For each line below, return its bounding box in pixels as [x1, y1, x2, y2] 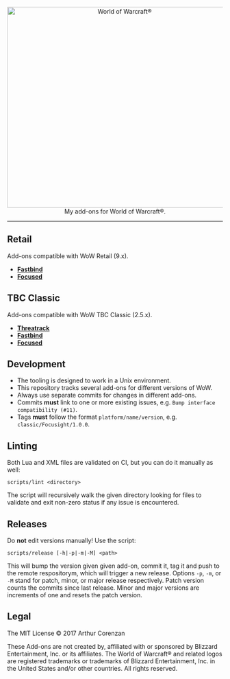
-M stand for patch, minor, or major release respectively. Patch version [7, 577, 204, 585]
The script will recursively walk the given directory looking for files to [7, 491, 202, 499]
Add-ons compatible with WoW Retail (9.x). [7, 251, 129, 260]
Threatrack [16, 323, 50, 332]
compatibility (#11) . [16, 406, 77, 414]
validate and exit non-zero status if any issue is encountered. [7, 498, 179, 507]
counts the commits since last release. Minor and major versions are [7, 584, 200, 592]
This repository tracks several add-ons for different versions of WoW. [16, 384, 213, 392]
